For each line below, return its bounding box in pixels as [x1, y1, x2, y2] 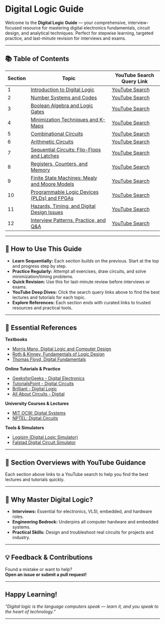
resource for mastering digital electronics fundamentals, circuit [23, 25, 150, 30]
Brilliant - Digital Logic [12, 386, 57, 392]
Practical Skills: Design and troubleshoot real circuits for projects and [12, 529, 154, 535]
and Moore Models [30, 181, 75, 187]
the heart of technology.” [5, 608, 56, 614]
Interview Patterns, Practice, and [30, 217, 106, 224]
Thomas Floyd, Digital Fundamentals [12, 357, 86, 363]
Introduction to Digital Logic [30, 86, 95, 93]
